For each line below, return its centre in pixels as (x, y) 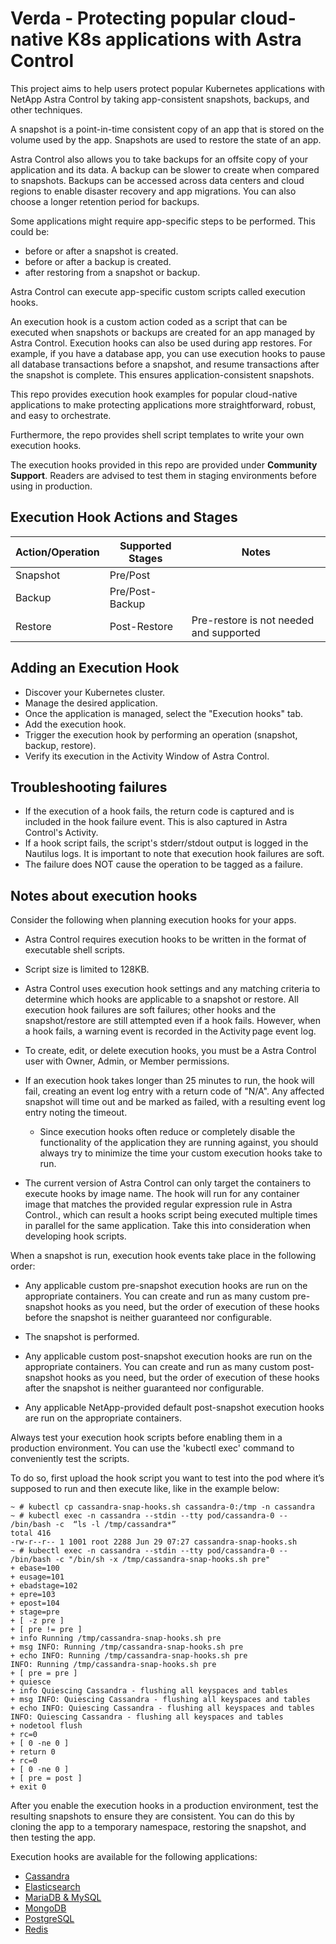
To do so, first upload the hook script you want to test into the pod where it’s (167, 1478)
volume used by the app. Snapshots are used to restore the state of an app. (166, 139)
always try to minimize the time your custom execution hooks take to (181, 1153)
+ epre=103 (33, 1595)
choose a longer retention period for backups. (105, 201)
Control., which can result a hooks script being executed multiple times (171, 1215)
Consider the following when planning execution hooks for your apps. (153, 920)
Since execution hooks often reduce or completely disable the (167, 1132)
